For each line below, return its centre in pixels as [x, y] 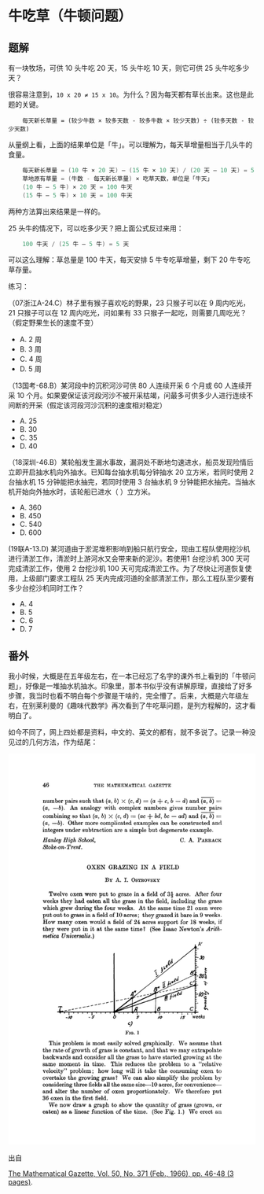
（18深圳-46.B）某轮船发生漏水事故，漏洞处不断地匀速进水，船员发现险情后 [131, 462]
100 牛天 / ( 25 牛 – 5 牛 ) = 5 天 [76, 244]
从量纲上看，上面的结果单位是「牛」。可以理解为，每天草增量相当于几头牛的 [130, 145]
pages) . [20, 1182]
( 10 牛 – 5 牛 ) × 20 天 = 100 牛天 [77, 187]
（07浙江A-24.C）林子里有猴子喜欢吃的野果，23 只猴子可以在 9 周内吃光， [129, 303]
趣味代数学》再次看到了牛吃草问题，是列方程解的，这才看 [163, 706]
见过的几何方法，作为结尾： [53, 742]
